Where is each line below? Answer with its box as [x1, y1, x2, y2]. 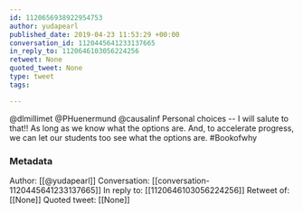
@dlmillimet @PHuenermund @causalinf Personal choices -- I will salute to [9, 113, 289, 124]
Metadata [9, 154, 52, 167]
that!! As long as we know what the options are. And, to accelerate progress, [9, 123, 294, 134]
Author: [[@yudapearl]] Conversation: [9, 175, 151, 186]
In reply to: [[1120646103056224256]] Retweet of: [102, 184, 290, 195]
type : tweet [9, 72, 54, 81]
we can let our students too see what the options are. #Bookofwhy [9, 132, 258, 143]
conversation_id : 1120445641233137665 [9, 38, 156, 48]
